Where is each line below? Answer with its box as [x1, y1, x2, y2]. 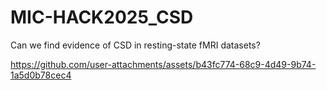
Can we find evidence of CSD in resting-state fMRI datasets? [10, 39, 261, 51]
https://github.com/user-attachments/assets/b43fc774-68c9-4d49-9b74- [10, 58, 317, 70]
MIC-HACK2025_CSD [10, 6, 194, 29]
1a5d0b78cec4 [10, 69, 72, 81]
